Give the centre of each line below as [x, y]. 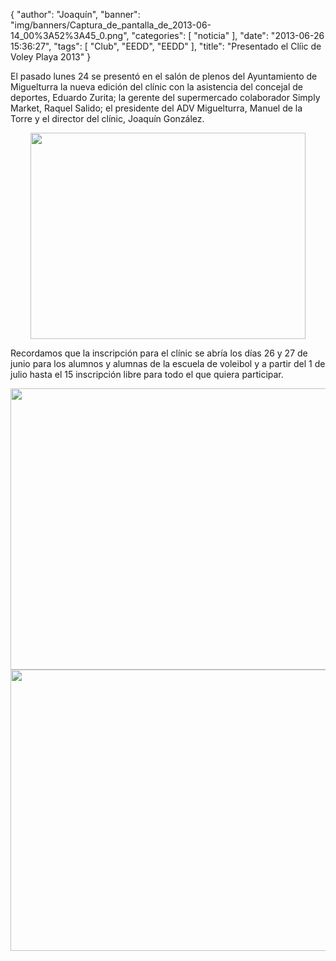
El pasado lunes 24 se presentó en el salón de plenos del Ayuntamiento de [164, 76]
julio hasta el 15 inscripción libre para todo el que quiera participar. [147, 374]
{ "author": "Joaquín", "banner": [75, 14]
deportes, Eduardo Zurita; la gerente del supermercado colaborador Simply [165, 97]
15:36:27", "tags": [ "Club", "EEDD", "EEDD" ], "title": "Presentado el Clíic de [166, 46]
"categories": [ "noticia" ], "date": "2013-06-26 [228, 35]
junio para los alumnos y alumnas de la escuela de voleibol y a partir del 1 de [168, 363]
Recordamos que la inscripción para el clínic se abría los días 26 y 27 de [159, 353]
